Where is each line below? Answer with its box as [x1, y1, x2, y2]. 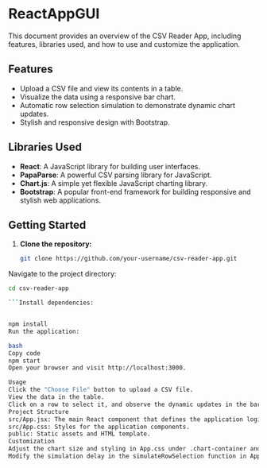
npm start [8, 357, 41, 365]
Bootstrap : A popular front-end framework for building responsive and [19, 187, 252, 196]
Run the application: [8, 327, 80, 335]
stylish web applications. [19, 195, 102, 205]
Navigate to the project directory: [8, 269, 117, 279]
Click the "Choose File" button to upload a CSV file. [8, 386, 194, 394]
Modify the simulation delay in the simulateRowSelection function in [8, 452, 247, 460]
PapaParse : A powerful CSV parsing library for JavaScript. [19, 170, 212, 180]
